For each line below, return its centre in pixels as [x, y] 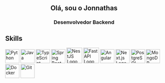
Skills [14, 39]
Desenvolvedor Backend [84, 22]
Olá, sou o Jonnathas [84, 8]
